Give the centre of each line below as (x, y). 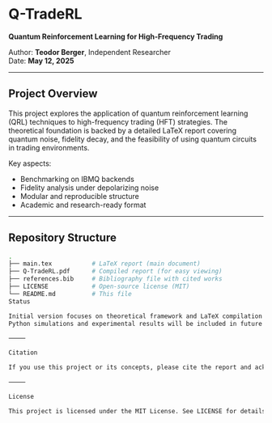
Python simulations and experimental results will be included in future (136, 324)
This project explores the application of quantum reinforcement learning (128, 113)
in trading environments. (49, 147)
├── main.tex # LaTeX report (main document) (104, 264)
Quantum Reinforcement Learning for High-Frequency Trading (116, 36)
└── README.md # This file (70, 294)
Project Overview (53, 94)
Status (19, 301)
